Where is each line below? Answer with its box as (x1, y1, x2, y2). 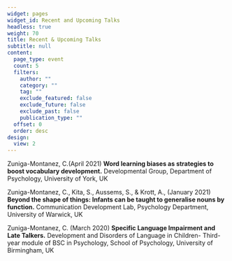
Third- (202, 232, 221, 240)
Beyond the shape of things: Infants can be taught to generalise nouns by (7, 195, 225, 204)
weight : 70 (7, 29, 39, 37)
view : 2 (13, 141, 36, 148)
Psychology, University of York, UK (7, 174, 108, 183)
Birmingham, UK (7, 246, 55, 255)
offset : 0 (13, 120, 42, 128)
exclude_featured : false (20, 95, 92, 102)
